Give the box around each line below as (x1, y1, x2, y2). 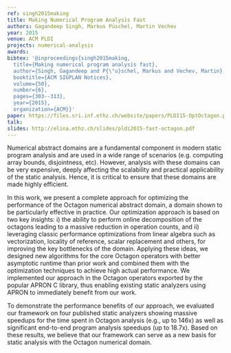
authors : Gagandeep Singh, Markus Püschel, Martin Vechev (7, 23, 177, 30)
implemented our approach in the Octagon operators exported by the (7, 274, 203, 282)
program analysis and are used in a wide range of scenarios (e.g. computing (7, 151, 223, 159)
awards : (7, 49, 30, 56)
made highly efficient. (7, 180, 69, 189)
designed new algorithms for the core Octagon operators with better (7, 252, 201, 260)
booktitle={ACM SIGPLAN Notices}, (13, 73, 112, 81)
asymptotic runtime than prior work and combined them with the (7, 259, 190, 268)
